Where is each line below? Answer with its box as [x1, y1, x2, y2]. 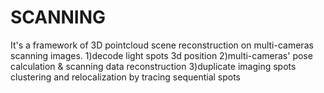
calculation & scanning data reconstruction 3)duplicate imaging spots [10, 60, 297, 72]
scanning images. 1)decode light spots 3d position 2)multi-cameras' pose [10, 49, 313, 61]
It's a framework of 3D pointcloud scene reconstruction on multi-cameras [10, 39, 314, 51]
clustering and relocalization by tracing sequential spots [10, 71, 242, 83]
